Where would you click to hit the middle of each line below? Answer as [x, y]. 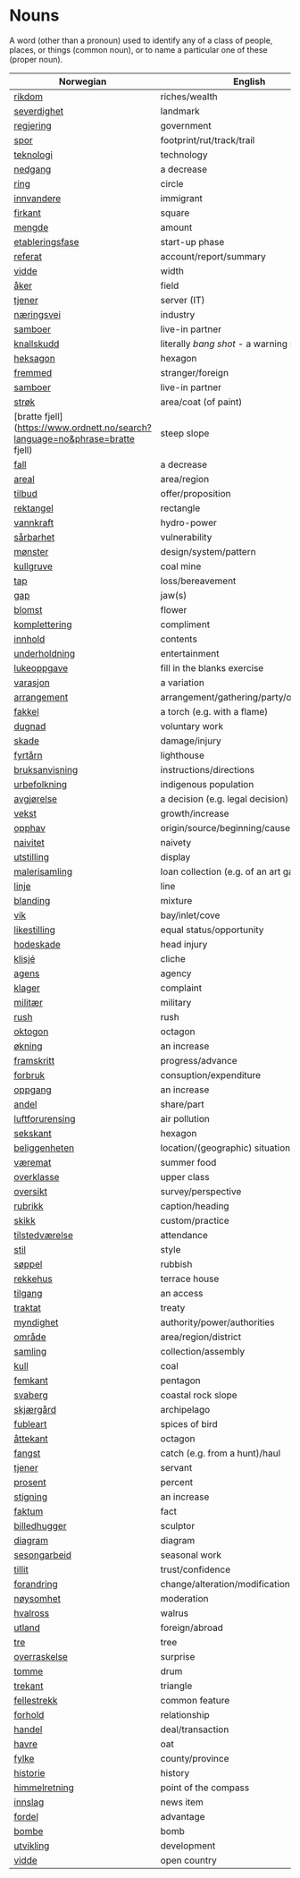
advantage [183, 1816]
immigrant [182, 198]
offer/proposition [196, 493]
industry [178, 314]
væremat [33, 1162]
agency [176, 973]
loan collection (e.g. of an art [221, 871]
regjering [33, 125]
